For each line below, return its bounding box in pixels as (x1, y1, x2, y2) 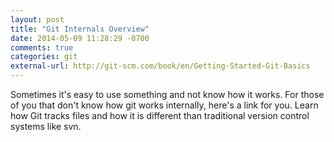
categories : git (10, 52, 78, 62)
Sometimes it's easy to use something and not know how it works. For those (10, 89, 325, 100)
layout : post (10, 14, 65, 25)
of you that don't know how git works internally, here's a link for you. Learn (10, 99, 319, 111)
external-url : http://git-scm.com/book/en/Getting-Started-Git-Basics (10, 61, 311, 71)
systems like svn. (10, 121, 82, 132)
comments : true (10, 42, 74, 53)
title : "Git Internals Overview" (10, 24, 150, 34)
